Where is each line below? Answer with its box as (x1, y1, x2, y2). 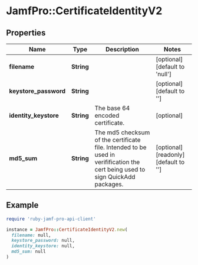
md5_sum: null (11, 248, 46, 255)
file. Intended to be (94, 143, 147, 151)
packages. (94, 180, 124, 188)
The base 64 (94, 104, 130, 112)
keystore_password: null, (11, 238, 75, 244)
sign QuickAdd (94, 173, 136, 181)
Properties (6, 28, 46, 38)
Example (6, 200, 39, 211)
